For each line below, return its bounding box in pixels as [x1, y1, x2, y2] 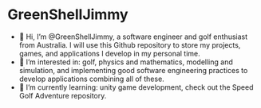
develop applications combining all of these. [18, 74, 164, 83]
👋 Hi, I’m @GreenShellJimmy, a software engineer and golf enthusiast [18, 32, 248, 41]
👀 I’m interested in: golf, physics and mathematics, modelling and [18, 57, 233, 67]
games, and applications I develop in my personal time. [18, 48, 200, 58]
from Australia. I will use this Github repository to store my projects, [18, 40, 241, 49]
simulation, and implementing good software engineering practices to [18, 65, 248, 75]
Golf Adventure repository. [18, 91, 107, 100]
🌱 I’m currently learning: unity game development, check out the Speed [18, 82, 254, 92]
